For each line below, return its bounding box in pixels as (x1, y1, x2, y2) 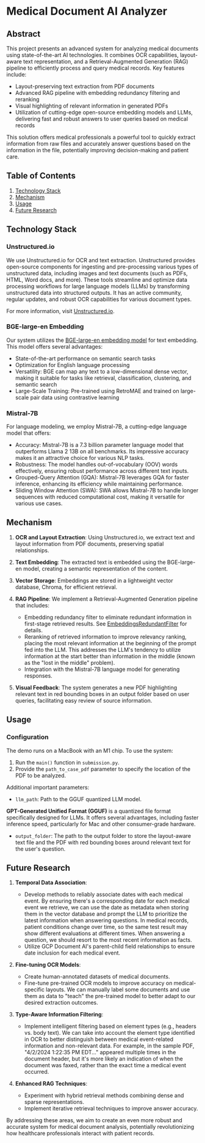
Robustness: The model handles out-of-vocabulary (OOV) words (15, 461, 178, 468)
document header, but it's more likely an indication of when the (24, 1055, 183, 1062)
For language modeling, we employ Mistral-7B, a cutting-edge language (6, 423, 187, 431)
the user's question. (15, 845, 66, 853)
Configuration (6, 733, 49, 741)
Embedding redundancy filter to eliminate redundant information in (24, 613, 192, 621)
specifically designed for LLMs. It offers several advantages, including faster (6, 813, 199, 821)
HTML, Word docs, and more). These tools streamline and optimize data (6, 276, 188, 283)
